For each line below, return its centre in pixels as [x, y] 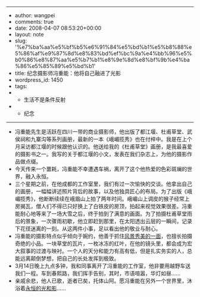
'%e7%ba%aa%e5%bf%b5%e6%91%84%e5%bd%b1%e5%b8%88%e [103, 47]
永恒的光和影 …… [46, 288]
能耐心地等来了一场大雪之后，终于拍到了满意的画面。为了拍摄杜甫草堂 [101, 214]
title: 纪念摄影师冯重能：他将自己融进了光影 [68, 73]
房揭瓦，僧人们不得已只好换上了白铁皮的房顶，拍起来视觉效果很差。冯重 [103, 206]
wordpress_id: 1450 [39, 80]
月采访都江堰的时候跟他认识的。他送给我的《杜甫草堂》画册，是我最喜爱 [103, 146]
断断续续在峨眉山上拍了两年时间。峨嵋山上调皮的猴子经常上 [117, 199]
